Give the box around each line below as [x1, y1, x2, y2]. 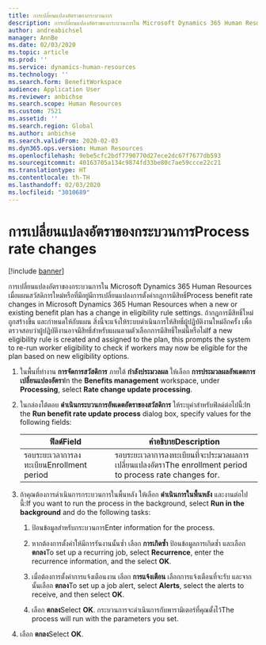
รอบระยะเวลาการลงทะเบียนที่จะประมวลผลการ [114, 449, 249, 460]
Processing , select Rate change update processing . [19, 384, 192, 394]
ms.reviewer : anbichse [8, 93, 83, 101]
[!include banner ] [8, 266, 65, 276]
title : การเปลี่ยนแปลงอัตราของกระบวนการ [8, 11, 113, 20]
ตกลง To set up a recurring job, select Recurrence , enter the [31, 548, 224, 557]
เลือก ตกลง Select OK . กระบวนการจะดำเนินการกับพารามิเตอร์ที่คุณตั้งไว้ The [31, 605, 235, 614]
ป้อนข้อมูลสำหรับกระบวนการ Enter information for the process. [31, 522, 215, 532]
